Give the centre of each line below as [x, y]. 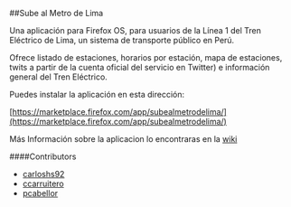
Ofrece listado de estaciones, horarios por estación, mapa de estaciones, [146, 57]
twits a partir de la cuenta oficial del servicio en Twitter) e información [140, 67]
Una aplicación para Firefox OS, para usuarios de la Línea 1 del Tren [136, 30]
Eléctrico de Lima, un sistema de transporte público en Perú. [122, 40]
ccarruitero [43, 183]
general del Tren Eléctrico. [59, 77]
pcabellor [40, 193]
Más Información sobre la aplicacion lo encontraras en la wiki [123, 139]
